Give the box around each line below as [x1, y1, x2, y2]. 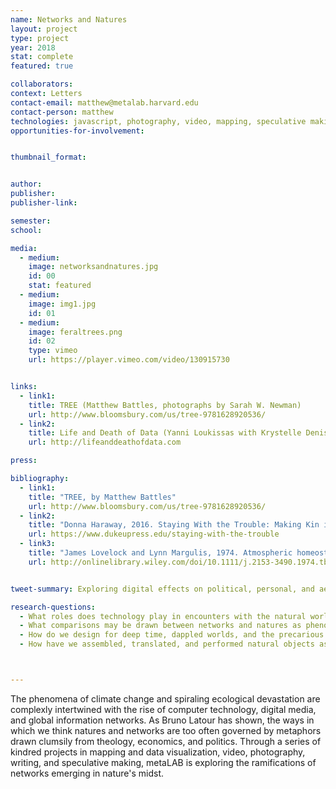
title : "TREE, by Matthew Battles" [28, 492, 177, 502]
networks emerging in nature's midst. [10, 767, 165, 779]
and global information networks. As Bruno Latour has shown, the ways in [10, 714, 315, 726]
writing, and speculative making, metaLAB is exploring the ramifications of [10, 756, 317, 768]
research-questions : [10, 602, 97, 612]
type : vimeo [28, 346, 78, 356]
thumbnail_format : [10, 152, 87, 163]
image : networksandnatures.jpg [28, 262, 159, 272]
